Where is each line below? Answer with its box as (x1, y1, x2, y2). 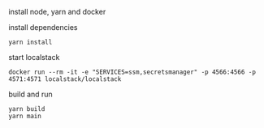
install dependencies (8, 23, 78, 32)
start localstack (8, 53, 60, 62)
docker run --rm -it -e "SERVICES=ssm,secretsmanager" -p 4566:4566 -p (8, 68, 256, 76)
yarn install (8, 38, 53, 46)
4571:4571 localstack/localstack (8, 75, 122, 83)
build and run (8, 89, 53, 99)
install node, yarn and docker (8, 7, 106, 16)
